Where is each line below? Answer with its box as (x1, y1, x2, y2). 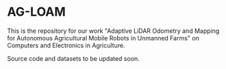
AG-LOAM (7, 4, 66, 20)
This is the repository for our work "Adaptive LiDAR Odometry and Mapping (7, 27, 220, 35)
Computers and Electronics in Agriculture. (7, 41, 125, 49)
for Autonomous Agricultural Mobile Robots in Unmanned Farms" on (7, 33, 200, 42)
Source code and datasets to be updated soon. (7, 54, 140, 62)
